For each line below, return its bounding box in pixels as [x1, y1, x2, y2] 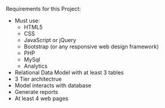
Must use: [14, 17, 40, 24]
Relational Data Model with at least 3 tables [14, 69, 124, 76]
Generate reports [14, 88, 59, 95]
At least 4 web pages [14, 95, 69, 102]
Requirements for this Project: [6, 5, 81, 12]
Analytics [23, 62, 48, 70]
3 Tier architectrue [14, 76, 62, 82]
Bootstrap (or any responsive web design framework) [23, 43, 159, 50]
